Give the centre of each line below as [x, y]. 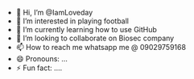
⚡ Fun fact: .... [39, 68]
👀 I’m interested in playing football [72, 21]
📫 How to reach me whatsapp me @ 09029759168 [101, 47]
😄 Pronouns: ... [42, 59]
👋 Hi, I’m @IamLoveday [54, 12]
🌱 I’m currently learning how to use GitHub [86, 29]
